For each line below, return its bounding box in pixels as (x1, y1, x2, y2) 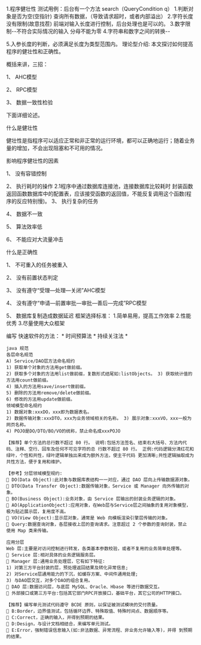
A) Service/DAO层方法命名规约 (6, 358, 75, 364)
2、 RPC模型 (6, 86, 38, 93)
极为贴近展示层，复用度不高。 (6, 508, 69, 514)
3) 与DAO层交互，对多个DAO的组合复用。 (6, 577, 93, 583)
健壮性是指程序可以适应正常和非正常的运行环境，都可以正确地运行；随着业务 (6, 137, 195, 144)
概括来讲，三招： (6, 60, 48, 68)
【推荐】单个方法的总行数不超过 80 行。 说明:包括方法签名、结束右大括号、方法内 (6, 440, 183, 446)
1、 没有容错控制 (6, 170, 47, 177)
